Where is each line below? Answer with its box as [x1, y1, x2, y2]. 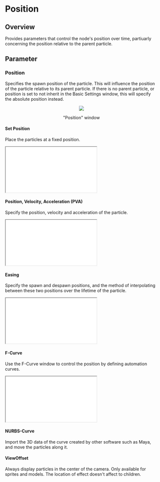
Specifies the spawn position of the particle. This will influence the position [5, 80, 155, 86]
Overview [5, 23, 35, 31]
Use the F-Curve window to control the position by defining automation [5, 361, 147, 367]
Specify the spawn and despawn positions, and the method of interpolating [5, 283, 156, 288]
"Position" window [63, 114, 100, 120]
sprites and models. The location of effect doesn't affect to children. [5, 471, 142, 477]
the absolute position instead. [5, 96, 64, 102]
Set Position [5, 125, 30, 132]
